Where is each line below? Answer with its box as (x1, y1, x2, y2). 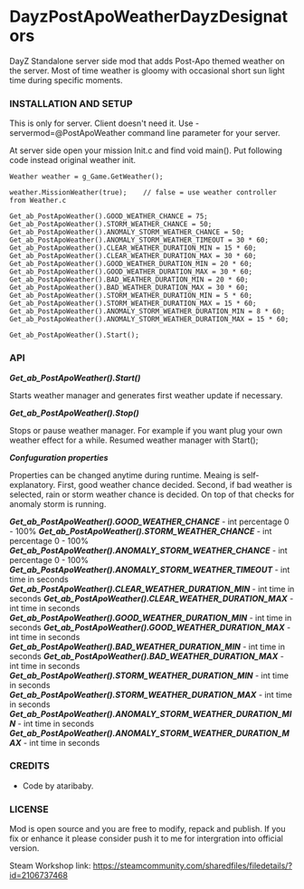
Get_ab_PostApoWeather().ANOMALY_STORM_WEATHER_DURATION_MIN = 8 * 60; (9, 307, 285, 316)
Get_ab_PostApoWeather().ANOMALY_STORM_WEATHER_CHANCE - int (9, 545, 288, 556)
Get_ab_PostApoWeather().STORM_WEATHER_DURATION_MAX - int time (9, 689, 292, 700)
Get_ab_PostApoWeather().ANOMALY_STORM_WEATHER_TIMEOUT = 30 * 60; (9, 235, 270, 245)
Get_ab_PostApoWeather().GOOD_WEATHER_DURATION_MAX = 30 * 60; (9, 267, 253, 277)
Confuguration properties (9, 452, 109, 463)
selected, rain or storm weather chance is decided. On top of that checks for (9, 489, 295, 500)
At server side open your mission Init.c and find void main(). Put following (9, 145, 282, 156)
